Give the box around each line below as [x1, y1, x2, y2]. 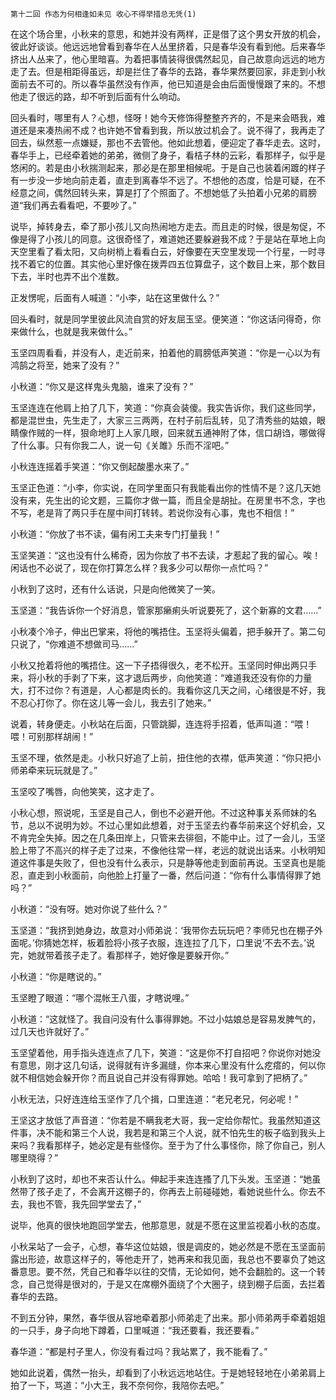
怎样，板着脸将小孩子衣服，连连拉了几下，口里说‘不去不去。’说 [60, 937, 315, 948]
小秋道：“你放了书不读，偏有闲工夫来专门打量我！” [10, 528, 220, 540]
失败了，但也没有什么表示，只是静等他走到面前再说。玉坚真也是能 [53, 857, 326, 868]
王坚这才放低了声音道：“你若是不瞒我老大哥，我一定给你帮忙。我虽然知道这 [10, 1114, 322, 1126]
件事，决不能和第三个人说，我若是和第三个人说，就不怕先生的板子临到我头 [10, 1127, 317, 1138]
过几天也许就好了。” [10, 1026, 90, 1037]
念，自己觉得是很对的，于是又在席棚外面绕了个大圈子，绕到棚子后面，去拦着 [10, 1278, 326, 1290]
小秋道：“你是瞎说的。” [10, 971, 102, 982]
